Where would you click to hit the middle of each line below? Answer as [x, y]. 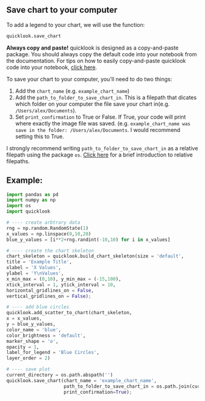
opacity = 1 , [23, 347]
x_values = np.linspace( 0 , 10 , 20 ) [49, 234]
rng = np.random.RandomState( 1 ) [47, 228]
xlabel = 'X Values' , [34, 268]
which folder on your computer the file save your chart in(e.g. [92, 104]
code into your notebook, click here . [52, 67]
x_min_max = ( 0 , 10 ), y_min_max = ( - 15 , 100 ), [64, 279]
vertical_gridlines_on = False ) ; [49, 296]
